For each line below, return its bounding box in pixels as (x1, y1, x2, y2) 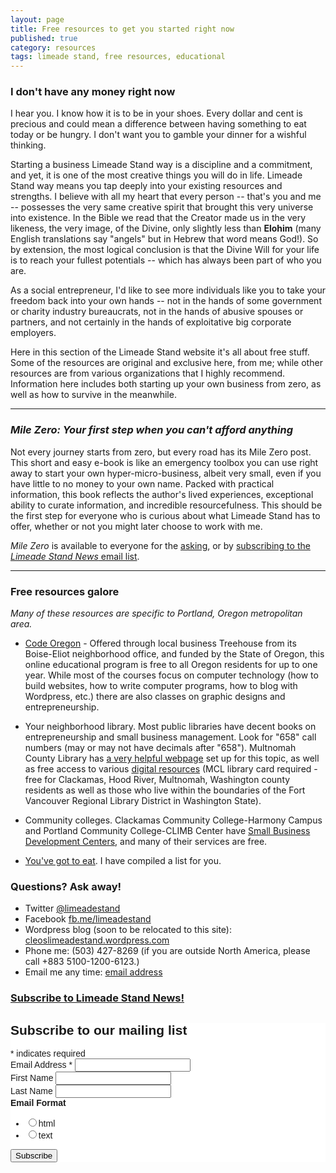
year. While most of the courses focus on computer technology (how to (24, 669, 319, 681)
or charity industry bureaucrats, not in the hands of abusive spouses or (10, 306, 304, 318)
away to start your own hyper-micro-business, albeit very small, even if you (10, 467, 322, 479)
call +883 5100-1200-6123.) (24, 956, 140, 968)
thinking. (10, 139, 47, 151)
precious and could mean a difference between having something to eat (10, 118, 307, 130)
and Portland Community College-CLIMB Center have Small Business (24, 825, 311, 837)
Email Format (10, 1097, 67, 1109)
